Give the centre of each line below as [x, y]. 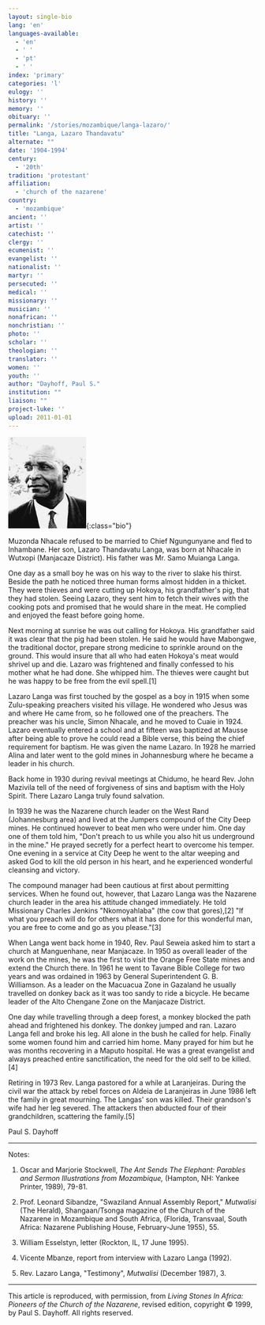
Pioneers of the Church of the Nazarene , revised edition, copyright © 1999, [131, 1304]
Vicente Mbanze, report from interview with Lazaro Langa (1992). [125, 1258]
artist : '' [26, 226]
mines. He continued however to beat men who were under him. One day [127, 828]
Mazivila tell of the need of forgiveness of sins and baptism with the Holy [127, 787]
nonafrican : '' [33, 317]
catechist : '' [32, 233]
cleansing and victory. [44, 870]
